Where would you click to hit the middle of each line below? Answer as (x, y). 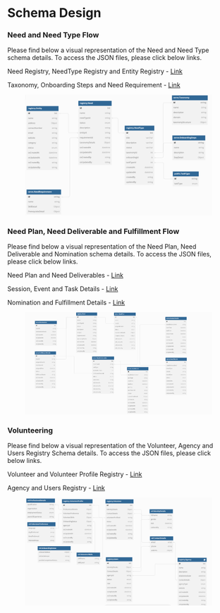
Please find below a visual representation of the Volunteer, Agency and (110, 446)
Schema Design (54, 13)
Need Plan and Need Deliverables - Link (65, 275)
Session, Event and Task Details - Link (63, 289)
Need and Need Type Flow (53, 35)
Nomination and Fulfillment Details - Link (66, 303)
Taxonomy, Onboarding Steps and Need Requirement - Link (94, 85)
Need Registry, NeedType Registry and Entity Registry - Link (95, 71)
